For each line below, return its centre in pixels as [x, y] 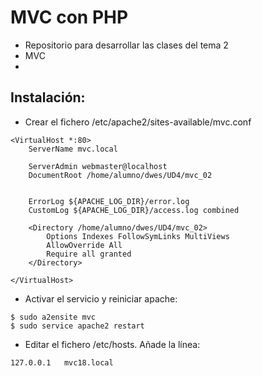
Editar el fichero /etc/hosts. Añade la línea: [112, 344]
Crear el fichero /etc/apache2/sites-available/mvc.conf [138, 122]
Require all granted [89, 254]
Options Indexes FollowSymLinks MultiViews [138, 236]
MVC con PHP [69, 17]
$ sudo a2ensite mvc [53, 317]
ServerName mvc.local [73, 149]
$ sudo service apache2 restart [77, 326]
